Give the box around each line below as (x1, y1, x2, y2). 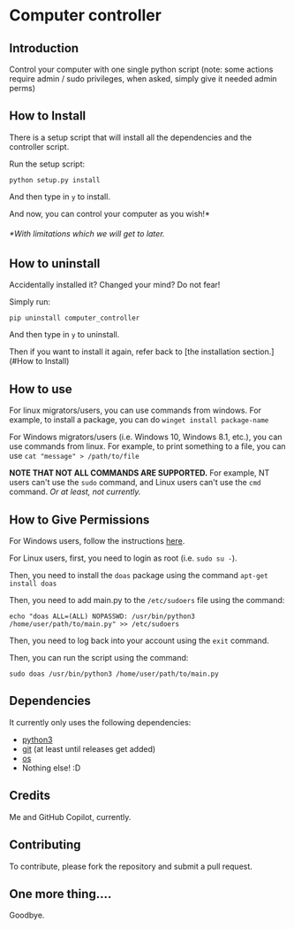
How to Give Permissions (9, 512, 150, 527)
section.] (242, 346, 275, 357)
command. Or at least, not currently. (9, 486, 141, 497)
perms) (9, 83, 35, 93)
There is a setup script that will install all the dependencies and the (9, 132, 253, 143)
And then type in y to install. (9, 191, 110, 202)
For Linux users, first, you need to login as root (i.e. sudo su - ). (9, 553, 237, 563)
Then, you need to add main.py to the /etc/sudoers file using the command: (9, 595, 285, 606)
